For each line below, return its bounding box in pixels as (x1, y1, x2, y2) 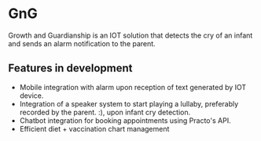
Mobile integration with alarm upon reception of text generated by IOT (19, 82, 247, 92)
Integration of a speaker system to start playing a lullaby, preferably (19, 99, 239, 108)
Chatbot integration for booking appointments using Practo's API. (19, 115, 231, 125)
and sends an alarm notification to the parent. (8, 38, 156, 48)
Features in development (8, 62, 133, 75)
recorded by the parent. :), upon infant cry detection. (19, 107, 191, 117)
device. (19, 91, 44, 100)
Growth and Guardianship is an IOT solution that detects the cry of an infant (8, 31, 253, 40)
